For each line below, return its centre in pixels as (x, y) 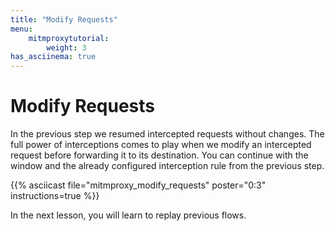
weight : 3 (66, 47)
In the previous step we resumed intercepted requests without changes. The (167, 134)
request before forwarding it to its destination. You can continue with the (159, 155)
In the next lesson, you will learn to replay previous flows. (128, 215)
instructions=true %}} (55, 196)
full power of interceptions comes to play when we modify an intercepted (161, 145)
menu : (21, 29)
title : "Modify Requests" (64, 19)
